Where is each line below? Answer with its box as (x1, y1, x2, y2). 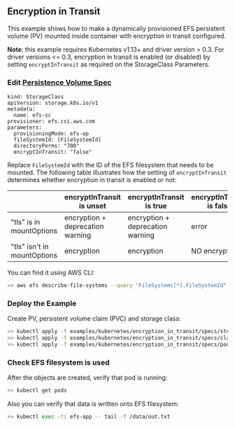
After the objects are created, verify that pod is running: (7, 374, 168, 382)
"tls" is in (10, 217, 41, 227)
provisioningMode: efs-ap (13, 130, 90, 137)
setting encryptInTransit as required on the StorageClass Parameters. (7, 59, 210, 69)
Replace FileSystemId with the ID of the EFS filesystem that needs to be (7, 161, 215, 169)
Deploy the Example (7, 298, 77, 308)
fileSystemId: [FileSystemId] (13, 136, 101, 143)
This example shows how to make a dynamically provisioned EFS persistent (7, 24, 225, 32)
